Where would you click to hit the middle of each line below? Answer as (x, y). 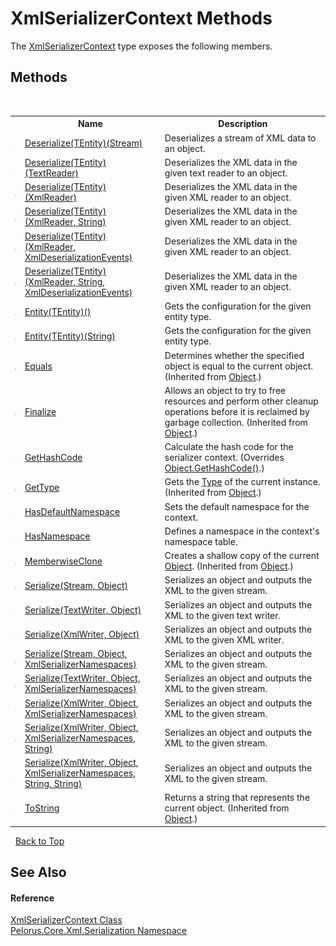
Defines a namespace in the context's (242, 531)
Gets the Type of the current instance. (242, 482)
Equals (38, 366)
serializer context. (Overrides (224, 457)
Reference (32, 898)
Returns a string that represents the (237, 798)
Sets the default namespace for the (237, 506)
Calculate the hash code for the (229, 446)
